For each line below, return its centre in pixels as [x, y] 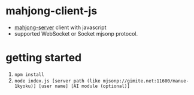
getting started [44, 58]
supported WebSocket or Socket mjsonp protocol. [76, 33]
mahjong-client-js [51, 11]
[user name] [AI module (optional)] [84, 86]
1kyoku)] [25, 86]
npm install [29, 75]
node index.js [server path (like [57, 81]
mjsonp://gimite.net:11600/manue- [146, 81]
